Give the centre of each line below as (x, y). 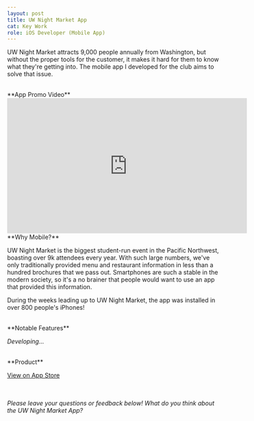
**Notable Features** (38, 328)
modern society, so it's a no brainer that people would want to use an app (111, 280)
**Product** (25, 362)
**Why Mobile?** (33, 237)
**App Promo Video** (39, 95)
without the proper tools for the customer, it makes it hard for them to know (113, 60)
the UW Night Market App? (45, 411)
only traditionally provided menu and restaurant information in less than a (110, 265)
